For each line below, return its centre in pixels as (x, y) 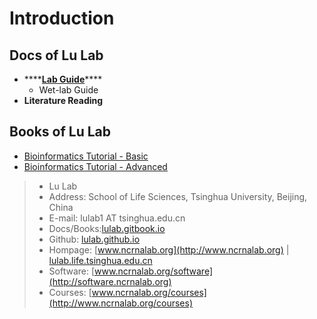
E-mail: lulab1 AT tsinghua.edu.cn (117, 218)
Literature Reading (63, 100)
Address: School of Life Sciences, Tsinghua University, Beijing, (178, 196)
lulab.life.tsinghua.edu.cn (100, 260)
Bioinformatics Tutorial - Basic (86, 156)
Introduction (62, 18)
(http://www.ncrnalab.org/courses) (121, 303)
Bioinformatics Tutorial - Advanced (95, 166)
